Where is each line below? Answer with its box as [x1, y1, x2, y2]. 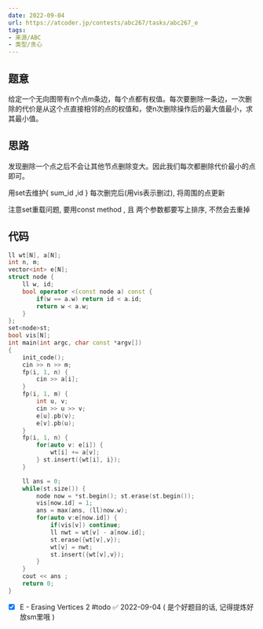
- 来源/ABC [8, 33, 42, 42]
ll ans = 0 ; [22, 477, 61, 485]
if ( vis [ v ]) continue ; [49, 521, 122, 529]
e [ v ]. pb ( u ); [36, 419, 76, 427]
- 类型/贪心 [8, 41, 43, 49]
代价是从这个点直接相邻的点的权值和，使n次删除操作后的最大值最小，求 [21, 104, 254, 113]
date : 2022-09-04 [8, 11, 65, 20]
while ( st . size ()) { [22, 484, 86, 492]
